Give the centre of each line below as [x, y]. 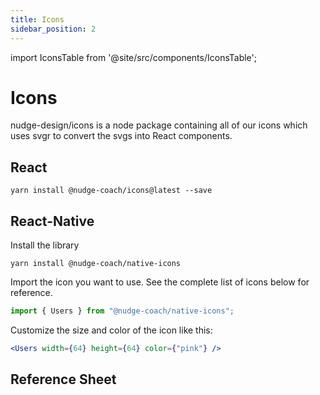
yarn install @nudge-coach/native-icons [96, 264]
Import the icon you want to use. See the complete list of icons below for [160, 282]
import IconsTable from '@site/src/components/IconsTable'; [133, 57]
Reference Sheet [63, 379]
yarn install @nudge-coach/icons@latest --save [111, 191]
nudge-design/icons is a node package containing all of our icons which [159, 125]
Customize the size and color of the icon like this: [111, 330]
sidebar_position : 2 [53, 29]
